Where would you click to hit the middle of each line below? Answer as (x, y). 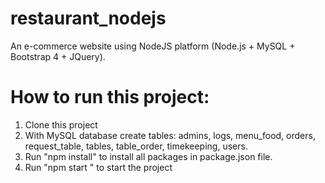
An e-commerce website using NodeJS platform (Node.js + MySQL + (153, 46)
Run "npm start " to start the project (98, 167)
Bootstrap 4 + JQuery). (58, 56)
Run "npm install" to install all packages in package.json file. (148, 156)
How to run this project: (110, 97)
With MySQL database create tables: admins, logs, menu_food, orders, (170, 135)
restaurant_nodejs (88, 18)
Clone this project (61, 124)
